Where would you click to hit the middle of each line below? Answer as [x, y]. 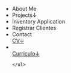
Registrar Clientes [34, 28]
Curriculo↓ [26, 53]
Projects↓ [24, 15]
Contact [22, 34]
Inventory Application [39, 21]
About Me [24, 9]
